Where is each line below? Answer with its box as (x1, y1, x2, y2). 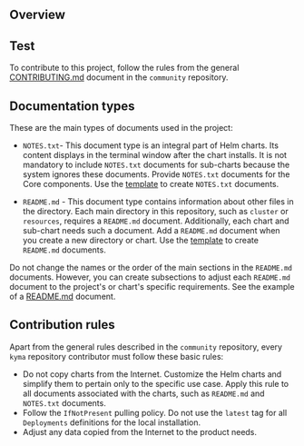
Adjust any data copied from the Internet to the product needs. (22, 426, 257, 437)
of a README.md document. (9, 291, 116, 302)
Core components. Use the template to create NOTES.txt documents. (22, 179, 279, 190)
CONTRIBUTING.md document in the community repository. (9, 72, 229, 83)
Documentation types (9, 98, 135, 114)
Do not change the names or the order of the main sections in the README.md (9, 263, 293, 273)
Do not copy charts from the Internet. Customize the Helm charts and (22, 368, 282, 380)
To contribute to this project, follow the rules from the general (9, 63, 240, 74)
